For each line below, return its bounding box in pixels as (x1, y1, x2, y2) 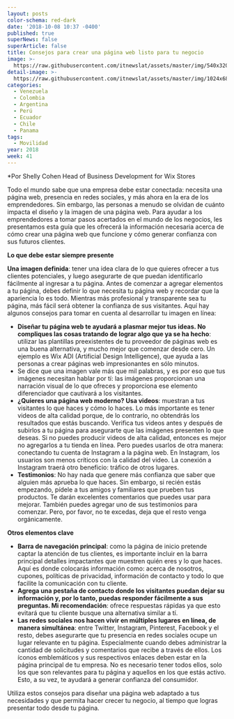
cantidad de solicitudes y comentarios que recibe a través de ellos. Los (17, 646, 222, 654)
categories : (7, 82, 42, 89)
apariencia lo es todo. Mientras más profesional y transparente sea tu (7, 294, 207, 302)
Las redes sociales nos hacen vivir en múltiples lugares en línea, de (17, 616, 217, 624)
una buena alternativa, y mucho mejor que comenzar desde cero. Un (17, 345, 215, 353)
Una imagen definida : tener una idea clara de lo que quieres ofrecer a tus (7, 264, 219, 273)
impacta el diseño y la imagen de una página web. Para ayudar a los (7, 207, 203, 216)
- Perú (13, 107, 33, 114)
